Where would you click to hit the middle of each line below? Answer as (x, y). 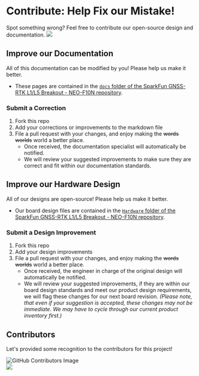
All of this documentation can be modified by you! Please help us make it (96, 68)
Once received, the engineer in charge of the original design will (103, 271)
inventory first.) (43, 315)
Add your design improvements (54, 252)
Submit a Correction (36, 108)
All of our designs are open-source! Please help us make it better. (87, 198)
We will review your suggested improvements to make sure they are (108, 160)
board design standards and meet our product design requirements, (108, 290)
